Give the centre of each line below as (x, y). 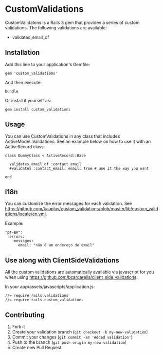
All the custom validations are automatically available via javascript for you (80, 272)
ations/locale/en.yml (26, 214)
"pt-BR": (14, 233)
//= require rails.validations (37, 296)
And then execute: (23, 82)
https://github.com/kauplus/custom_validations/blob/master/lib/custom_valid (81, 209)
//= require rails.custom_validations (44, 300)
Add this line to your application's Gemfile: (47, 64)
